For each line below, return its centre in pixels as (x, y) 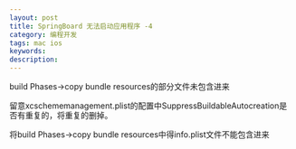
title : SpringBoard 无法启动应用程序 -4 (81, 26)
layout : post (34, 18)
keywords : (28, 51)
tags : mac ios (36, 43)
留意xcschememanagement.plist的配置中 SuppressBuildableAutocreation (144, 106)
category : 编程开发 (43, 34)
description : (34, 60)
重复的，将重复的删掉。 (69, 115)
